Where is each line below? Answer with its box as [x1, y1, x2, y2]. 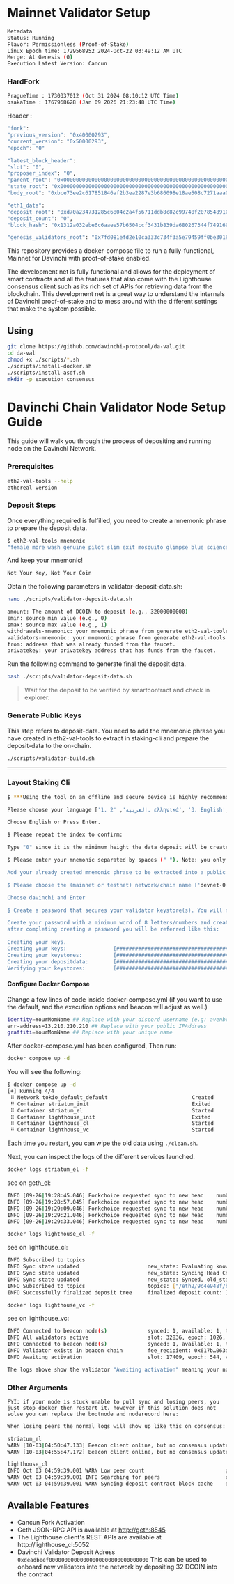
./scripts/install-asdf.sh [7, 369, 86, 376]
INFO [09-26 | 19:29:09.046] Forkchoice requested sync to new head [7, 1205, 204, 1212]
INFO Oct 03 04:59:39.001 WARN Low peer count [7, 1468, 145, 1475]
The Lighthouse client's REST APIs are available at [17, 1532, 162, 1541]
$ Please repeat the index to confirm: [7, 831, 123, 839]
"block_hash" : [7, 222, 49, 228]
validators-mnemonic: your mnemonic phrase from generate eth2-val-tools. [7, 634, 229, 642]
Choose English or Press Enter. [7, 818, 101, 826]
